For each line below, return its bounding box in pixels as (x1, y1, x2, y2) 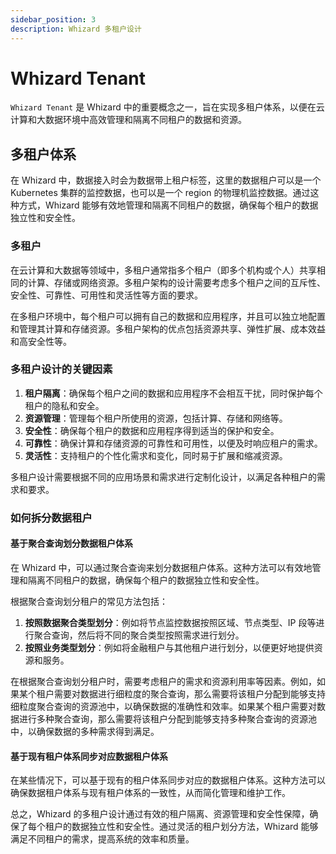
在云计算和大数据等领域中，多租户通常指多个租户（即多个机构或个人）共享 (10, 264, 317, 276)
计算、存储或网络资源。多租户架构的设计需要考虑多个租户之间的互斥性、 (27, 276, 326, 288)
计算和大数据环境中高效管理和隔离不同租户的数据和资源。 (10, 114, 247, 126)
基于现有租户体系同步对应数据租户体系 (10, 750, 168, 762)
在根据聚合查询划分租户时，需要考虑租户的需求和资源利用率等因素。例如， (10, 675, 317, 687)
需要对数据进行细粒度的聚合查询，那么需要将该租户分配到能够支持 (53, 687, 326, 700)
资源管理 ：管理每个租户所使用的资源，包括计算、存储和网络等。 (24, 412, 288, 424)
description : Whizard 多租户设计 (10, 24, 142, 34)
